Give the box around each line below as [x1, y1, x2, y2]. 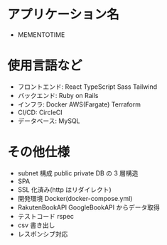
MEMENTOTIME [17, 30, 65, 39]
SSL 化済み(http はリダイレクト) [17, 185, 112, 194]
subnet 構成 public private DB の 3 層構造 [17, 168, 139, 178]
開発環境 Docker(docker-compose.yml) [17, 194, 133, 202]
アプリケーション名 [7, 6, 119, 23]
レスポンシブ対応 [17, 229, 68, 238]
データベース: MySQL [17, 116, 80, 125]
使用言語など [7, 58, 83, 74]
